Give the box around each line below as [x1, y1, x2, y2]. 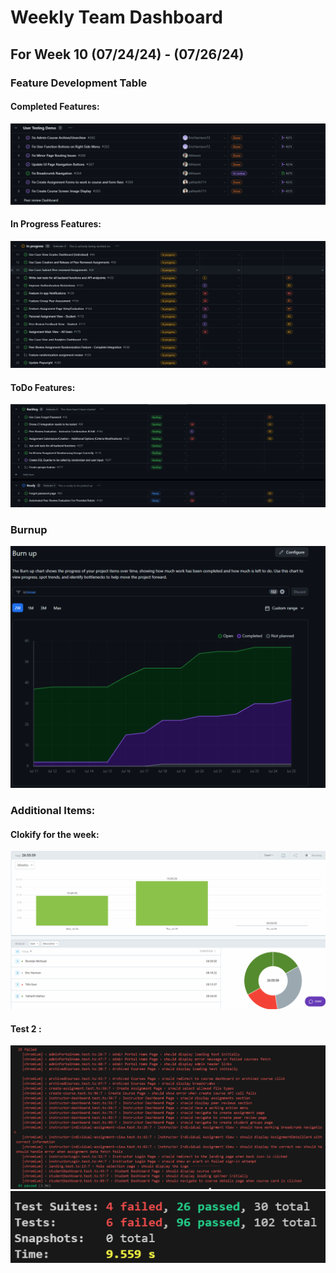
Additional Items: [10, 804, 96, 818]
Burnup [10, 523, 48, 537]
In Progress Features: [10, 218, 102, 230]
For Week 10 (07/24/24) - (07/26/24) [10, 46, 245, 63]
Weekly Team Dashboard [10, 6, 223, 29]
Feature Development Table [10, 76, 148, 90]
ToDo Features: [10, 381, 76, 393]
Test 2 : [10, 1022, 42, 1035]
